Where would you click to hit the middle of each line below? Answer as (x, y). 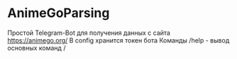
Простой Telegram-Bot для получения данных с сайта (89, 33)
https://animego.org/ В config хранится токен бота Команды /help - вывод (118, 40)
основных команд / (37, 48)
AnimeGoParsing (59, 13)
